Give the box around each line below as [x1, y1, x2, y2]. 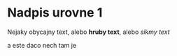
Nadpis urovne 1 [7, 5, 103, 21]
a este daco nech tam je [7, 41, 77, 49]
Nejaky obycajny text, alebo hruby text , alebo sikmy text [7, 28, 170, 36]
